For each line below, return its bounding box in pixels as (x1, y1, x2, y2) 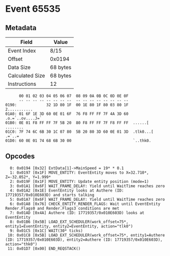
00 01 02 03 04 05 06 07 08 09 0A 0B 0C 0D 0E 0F (18, 94, 129, 99)
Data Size (8, 64, 31, 71)
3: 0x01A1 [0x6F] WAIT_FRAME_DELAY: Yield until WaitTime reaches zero (10, 183, 165, 189)
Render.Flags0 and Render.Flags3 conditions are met (5, 205, 120, 211)
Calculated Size (8, 72, 45, 79)
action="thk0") (5, 241, 38, 247)
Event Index (8, 47, 36, 54)
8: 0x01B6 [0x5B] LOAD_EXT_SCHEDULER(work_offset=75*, (10, 219, 129, 224)
